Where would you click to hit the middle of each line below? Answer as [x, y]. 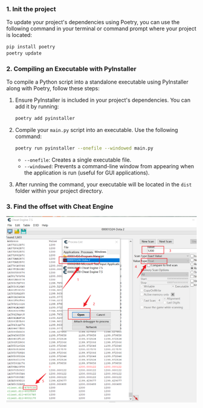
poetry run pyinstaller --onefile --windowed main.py [84, 148]
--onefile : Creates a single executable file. [78, 160]
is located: [19, 35]
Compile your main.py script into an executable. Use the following [96, 130]
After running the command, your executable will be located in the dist [103, 185]
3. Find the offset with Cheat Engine [60, 206]
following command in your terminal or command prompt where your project [101, 28]
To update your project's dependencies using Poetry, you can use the [93, 22]
